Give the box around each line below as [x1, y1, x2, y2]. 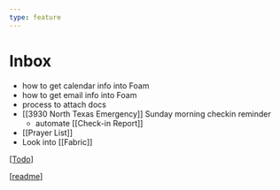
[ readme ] [9, 171, 43, 181]
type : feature [9, 12, 62, 22]
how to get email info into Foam [21, 89, 137, 100]
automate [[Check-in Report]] [35, 118, 144, 128]
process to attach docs [21, 99, 106, 110]
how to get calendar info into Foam [21, 80, 150, 91]
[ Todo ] [9, 154, 34, 164]
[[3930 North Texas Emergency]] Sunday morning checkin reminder [21, 108, 272, 119]
